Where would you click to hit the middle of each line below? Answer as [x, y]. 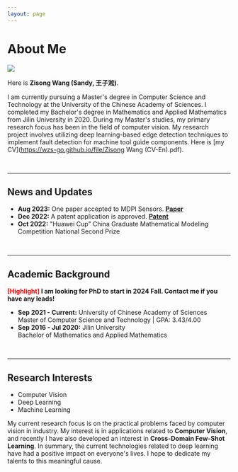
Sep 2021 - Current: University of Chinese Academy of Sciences [112, 313]
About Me [37, 48]
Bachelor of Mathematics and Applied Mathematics [92, 335]
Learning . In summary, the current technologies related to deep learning [113, 446]
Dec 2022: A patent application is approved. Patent [93, 217]
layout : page [27, 14]
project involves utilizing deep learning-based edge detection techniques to [118, 134]
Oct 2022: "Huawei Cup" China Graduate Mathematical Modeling [113, 224]
